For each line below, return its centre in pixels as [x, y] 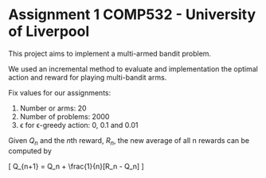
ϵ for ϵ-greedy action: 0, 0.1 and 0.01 [79, 125]
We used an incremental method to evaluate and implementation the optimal [133, 68]
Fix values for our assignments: [60, 92]
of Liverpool [49, 31]
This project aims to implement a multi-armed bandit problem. [110, 53]
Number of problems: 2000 [65, 116]
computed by [30, 151]
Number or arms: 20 [53, 108]
